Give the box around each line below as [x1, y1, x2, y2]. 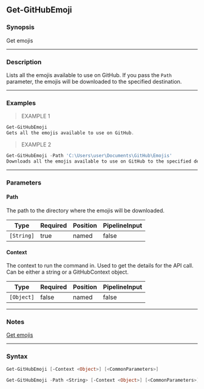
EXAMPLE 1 [21, 112, 50, 120]
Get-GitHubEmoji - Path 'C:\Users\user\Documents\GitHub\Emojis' [6, 153, 172, 159]
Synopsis [6, 23, 35, 32]
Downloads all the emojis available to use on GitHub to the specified [6, 158, 191, 164]
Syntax [6, 352, 28, 360]
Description [6, 58, 42, 66]
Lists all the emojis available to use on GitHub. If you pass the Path [6, 71, 172, 78]
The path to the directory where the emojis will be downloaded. [6, 206, 165, 214]
